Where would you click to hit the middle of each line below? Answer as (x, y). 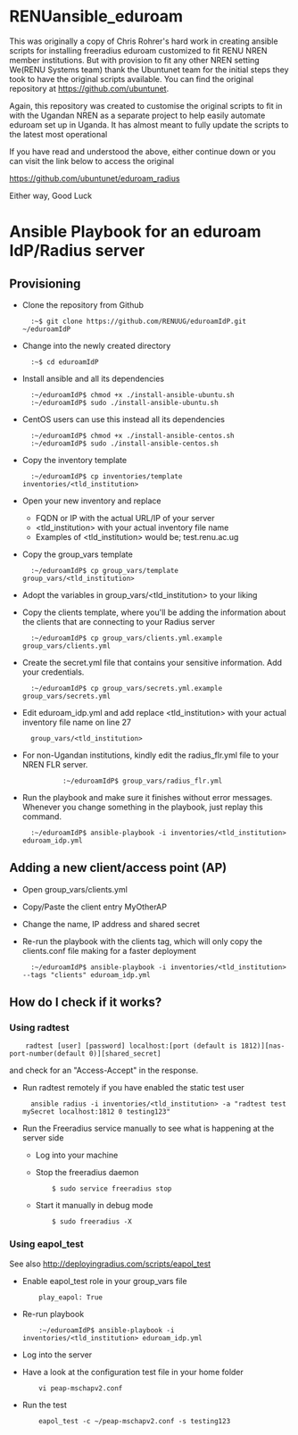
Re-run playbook (53, 1314)
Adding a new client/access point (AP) (118, 868)
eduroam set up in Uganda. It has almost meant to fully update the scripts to (149, 124)
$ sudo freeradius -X (92, 1222)
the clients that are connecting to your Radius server (119, 621)
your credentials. (53, 672)
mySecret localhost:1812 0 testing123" (96, 1112)
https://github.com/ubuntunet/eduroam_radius (95, 178)
